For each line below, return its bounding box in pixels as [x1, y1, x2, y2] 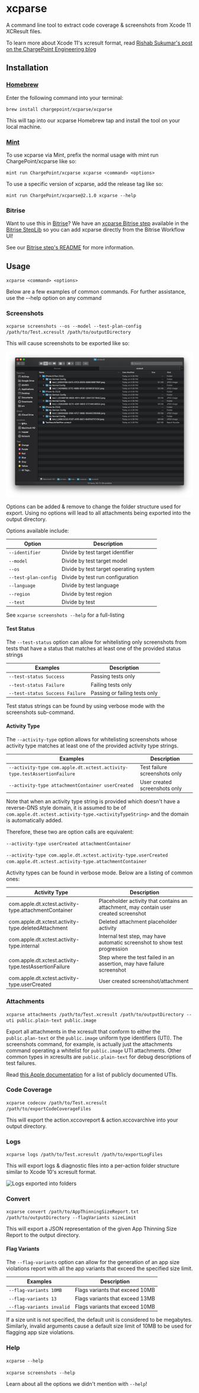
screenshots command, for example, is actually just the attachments [6, 1040, 173, 1047]
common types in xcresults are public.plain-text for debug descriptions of [6, 1053, 191, 1060]
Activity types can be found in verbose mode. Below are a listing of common [6, 869, 193, 876]
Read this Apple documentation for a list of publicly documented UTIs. [6, 1071, 178, 1078]
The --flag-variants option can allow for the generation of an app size [6, 1258, 179, 1265]
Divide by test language [61, 582, 120, 589]
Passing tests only [91, 673, 135, 680]
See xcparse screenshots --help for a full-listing [6, 611, 125, 619]
